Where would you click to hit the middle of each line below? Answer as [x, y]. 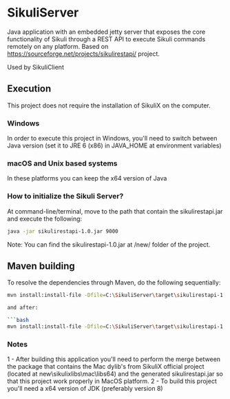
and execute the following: [45, 218]
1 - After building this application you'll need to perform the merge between [114, 359]
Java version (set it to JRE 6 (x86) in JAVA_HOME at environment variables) [114, 145]
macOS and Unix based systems [62, 163]
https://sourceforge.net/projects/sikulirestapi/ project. [84, 54]
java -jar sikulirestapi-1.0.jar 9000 [63, 231]
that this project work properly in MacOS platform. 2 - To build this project [112, 381]
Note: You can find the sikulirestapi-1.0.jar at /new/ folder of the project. [109, 244]
